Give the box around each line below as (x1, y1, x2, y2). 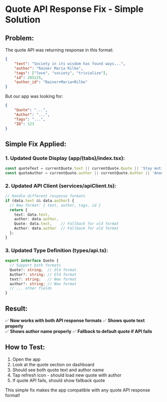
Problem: (5, 34, 34, 42)
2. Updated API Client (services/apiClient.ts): (5, 182, 117, 189)
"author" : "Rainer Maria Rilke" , (14, 66, 83, 71)
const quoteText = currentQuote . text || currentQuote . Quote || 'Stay (5, 166, 153, 171)
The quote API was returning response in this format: (5, 47, 114, 53)
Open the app (12, 356, 41, 362)
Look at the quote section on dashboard (12, 361, 94, 367)
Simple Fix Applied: (5, 140, 67, 148)
